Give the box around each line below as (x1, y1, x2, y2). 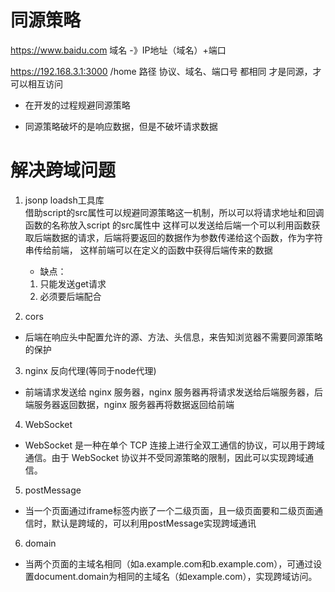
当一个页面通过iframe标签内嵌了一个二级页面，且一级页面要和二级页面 (24, 504, 315, 516)
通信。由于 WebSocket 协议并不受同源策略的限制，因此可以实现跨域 (24, 451, 305, 463)
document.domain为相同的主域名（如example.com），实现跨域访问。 (33, 570, 318, 582)
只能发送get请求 (39, 277, 107, 290)
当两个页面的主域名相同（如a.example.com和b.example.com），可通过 (24, 557, 314, 570)
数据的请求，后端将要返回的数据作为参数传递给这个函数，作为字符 (51, 231, 323, 243)
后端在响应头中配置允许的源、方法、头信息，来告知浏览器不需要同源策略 (24, 331, 323, 343)
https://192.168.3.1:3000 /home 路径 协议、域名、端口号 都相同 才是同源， (10, 65, 313, 77)
